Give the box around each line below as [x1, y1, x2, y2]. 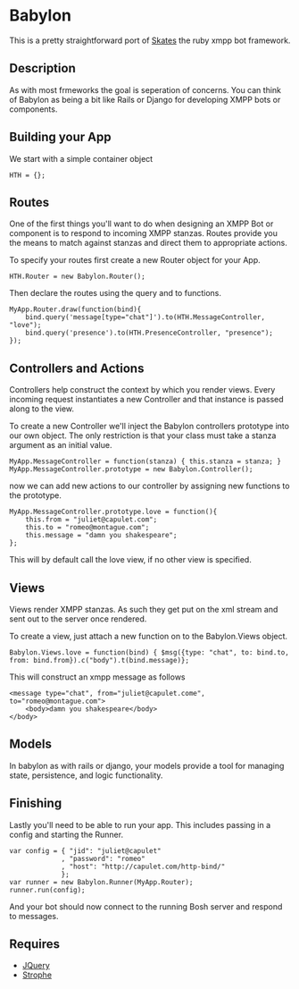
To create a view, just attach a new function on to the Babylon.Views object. [9, 631, 288, 641]
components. [9, 104, 58, 114]
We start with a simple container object [9, 153, 154, 164]
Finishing [9, 796, 62, 811]
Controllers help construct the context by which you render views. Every [9, 385, 276, 395]
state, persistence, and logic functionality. [9, 770, 163, 781]
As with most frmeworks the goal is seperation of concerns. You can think [9, 84, 282, 95]
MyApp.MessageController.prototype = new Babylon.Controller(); [9, 465, 253, 474]
